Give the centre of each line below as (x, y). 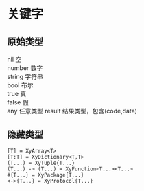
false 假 (18, 102)
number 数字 (25, 68)
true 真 (17, 94)
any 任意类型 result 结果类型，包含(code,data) (72, 111)
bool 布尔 (20, 85)
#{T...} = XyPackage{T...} (46, 175)
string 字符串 (25, 77)
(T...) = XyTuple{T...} (41, 163)
